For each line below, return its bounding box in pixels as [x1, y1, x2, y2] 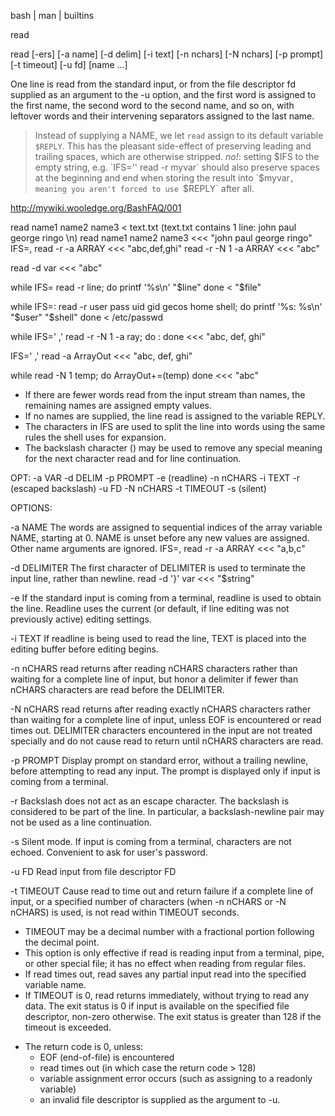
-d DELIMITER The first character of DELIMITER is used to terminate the [10, 562, 306, 574]
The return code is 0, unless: [24, 1041, 144, 1052]
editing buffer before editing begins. [10, 643, 159, 655]
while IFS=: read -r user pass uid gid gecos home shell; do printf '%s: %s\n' [10, 301, 323, 312]
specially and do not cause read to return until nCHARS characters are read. [10, 735, 324, 747]
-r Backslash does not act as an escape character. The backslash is [10, 795, 290, 807]
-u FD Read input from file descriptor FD [10, 866, 177, 877]
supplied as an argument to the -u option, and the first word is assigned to [10, 89, 317, 100]
